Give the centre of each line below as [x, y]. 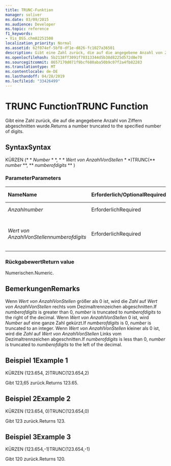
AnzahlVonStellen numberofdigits [47, 237]
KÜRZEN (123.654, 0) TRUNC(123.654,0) [47, 411]
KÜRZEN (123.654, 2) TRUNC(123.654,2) [47, 373]
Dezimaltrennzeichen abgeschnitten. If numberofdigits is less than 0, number [85, 339]
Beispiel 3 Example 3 [38, 437]
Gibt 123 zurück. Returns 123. [35, 421]
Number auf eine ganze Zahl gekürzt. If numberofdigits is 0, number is [78, 323]
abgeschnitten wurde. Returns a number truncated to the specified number [83, 126]
